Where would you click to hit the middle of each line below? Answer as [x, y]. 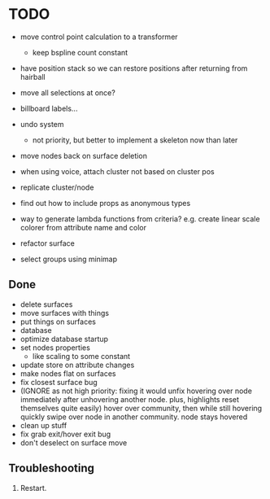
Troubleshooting [52, 468]
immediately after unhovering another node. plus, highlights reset [130, 399]
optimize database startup [64, 339]
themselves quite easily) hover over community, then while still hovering [141, 408]
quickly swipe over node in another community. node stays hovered [134, 417]
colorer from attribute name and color [83, 227]
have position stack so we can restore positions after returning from [134, 68]
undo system [42, 124]
